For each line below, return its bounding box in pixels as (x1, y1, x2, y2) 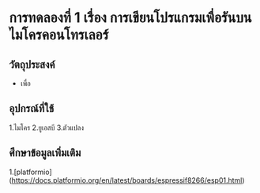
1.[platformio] (9, 167, 52, 176)
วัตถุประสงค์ (9, 58, 55, 71)
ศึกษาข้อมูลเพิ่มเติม (9, 147, 81, 160)
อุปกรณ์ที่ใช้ (9, 102, 55, 115)
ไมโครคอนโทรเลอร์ (9, 26, 109, 44)
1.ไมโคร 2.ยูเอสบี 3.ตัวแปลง (9, 123, 85, 132)
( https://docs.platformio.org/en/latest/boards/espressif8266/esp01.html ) (9, 175, 245, 185)
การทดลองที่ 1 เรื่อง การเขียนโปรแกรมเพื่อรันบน (9, 9, 252, 27)
